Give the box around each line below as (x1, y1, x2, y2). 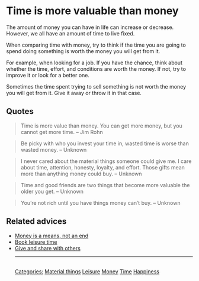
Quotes (6, 106, 34, 116)
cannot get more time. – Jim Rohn (20, 128, 103, 135)
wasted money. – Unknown (20, 146, 87, 153)
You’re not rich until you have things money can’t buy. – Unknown (20, 199, 181, 206)
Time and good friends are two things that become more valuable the (20, 181, 190, 188)
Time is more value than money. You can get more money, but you (20, 122, 182, 129)
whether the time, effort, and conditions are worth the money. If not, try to (6, 65, 187, 72)
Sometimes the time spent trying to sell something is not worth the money (6, 83, 187, 90)
